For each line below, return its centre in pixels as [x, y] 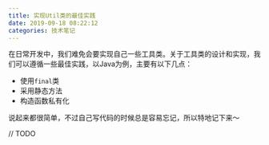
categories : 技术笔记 [42, 30]
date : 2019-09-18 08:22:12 [53, 23]
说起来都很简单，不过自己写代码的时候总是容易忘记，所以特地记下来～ [124, 118]
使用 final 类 [40, 81]
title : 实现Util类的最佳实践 [52, 16]
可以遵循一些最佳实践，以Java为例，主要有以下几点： [104, 64]
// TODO [22, 134]
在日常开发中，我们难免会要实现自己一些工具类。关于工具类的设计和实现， [131, 54]
